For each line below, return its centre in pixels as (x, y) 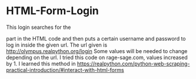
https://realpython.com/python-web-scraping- (133, 64)
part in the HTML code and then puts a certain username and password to (96, 38)
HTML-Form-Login (52, 11)
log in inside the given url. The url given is (57, 45)
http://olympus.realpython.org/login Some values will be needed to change (97, 51)
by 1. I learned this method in (41, 64)
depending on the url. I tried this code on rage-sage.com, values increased (97, 57)
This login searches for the (39, 27)
